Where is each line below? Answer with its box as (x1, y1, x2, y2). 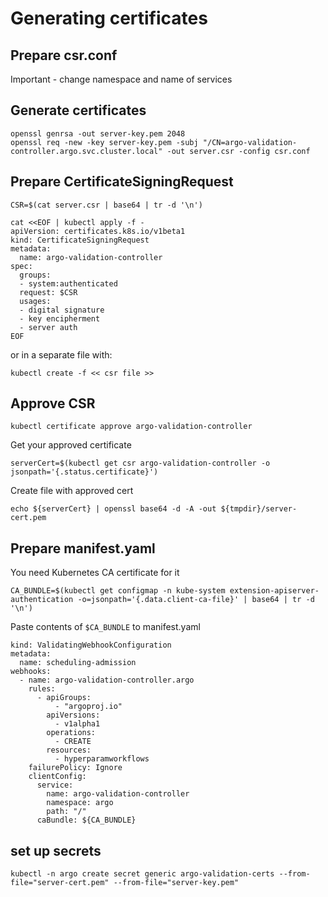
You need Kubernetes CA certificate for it (10, 567, 180, 579)
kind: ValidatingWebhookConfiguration (10, 640, 172, 651)
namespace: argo (46, 798, 114, 808)
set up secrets (10, 842, 102, 859)
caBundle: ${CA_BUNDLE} (36, 815, 137, 826)
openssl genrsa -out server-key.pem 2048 (10, 128, 186, 139)
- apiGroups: (36, 693, 92, 703)
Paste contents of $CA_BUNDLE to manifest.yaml (10, 621, 201, 633)
